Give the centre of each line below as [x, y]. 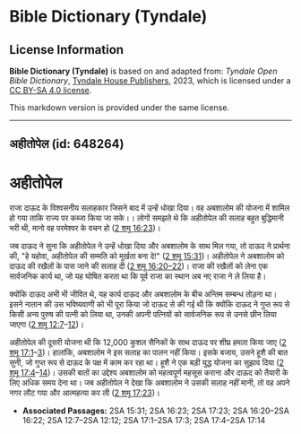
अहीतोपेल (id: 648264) [67, 144]
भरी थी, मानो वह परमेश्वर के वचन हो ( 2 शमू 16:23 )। [85, 228]
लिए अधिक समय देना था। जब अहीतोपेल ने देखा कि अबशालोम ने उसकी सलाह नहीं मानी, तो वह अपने [150, 383]
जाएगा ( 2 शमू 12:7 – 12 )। [47, 325]
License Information [66, 50]
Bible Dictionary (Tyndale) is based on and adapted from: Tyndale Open [143, 71]
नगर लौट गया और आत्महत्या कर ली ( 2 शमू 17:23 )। [85, 393]
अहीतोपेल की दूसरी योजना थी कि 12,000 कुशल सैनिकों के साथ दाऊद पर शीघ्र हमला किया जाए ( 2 [148, 343]
